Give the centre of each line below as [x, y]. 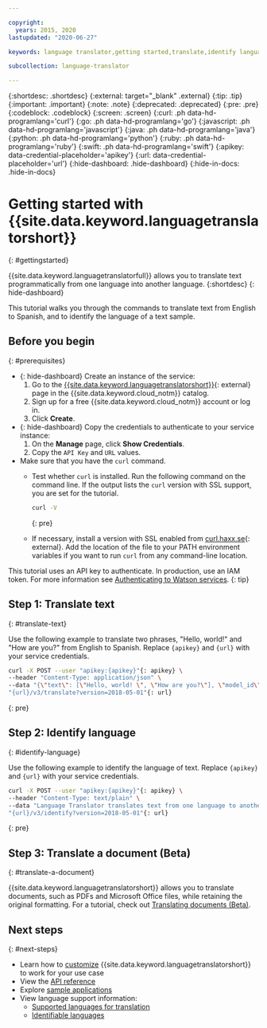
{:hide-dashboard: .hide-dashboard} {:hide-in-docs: [154, 163]
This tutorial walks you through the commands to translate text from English [132, 308]
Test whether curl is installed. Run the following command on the [139, 476]
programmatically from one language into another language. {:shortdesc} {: [132, 284]
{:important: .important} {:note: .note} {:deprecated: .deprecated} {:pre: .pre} [133, 104]
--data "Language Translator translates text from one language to [122, 806]
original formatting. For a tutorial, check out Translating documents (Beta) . [130, 904]
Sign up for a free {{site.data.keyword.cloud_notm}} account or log [141, 401]
